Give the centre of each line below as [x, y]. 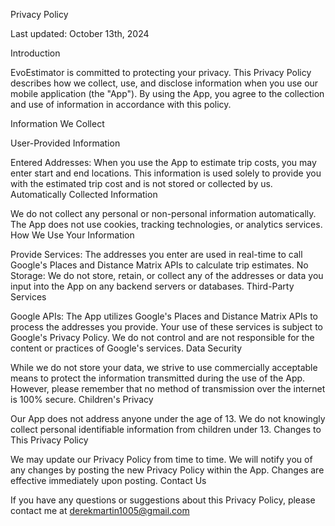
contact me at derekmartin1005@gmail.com [100, 510]
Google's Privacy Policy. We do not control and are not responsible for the [162, 337]
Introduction [35, 53]
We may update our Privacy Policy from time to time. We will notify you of [161, 459]
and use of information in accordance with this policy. [121, 104]
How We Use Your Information [72, 235]
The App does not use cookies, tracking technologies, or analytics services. [166, 224]
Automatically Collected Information [84, 194]
